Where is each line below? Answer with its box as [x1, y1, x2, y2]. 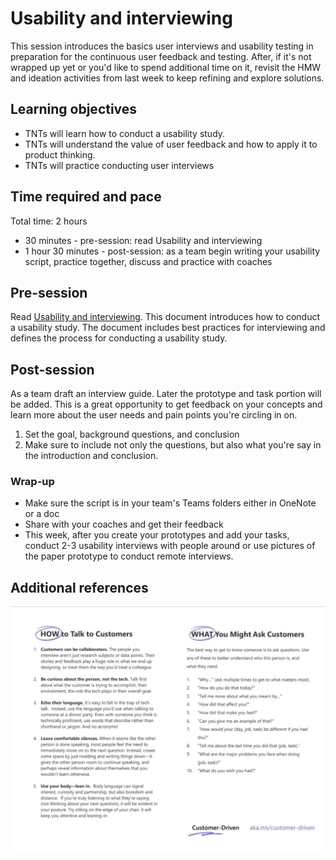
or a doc [24, 508, 60, 520]
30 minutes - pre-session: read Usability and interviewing [24, 234, 263, 246]
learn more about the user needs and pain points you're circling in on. [10, 409, 298, 421]
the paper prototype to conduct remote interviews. [24, 550, 234, 562]
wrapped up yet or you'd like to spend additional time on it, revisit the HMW [10, 61, 322, 73]
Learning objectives [10, 101, 138, 118]
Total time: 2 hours [10, 215, 88, 227]
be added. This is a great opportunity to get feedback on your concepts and [10, 398, 323, 411]
